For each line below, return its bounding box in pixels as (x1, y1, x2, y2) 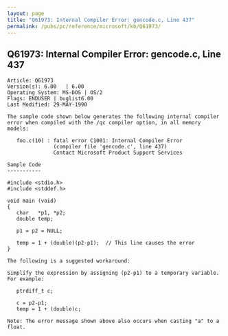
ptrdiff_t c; (16, 288, 54, 295)
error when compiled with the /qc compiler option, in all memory (7, 120, 201, 126)
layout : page (7, 10, 45, 17)
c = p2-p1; (16, 300, 48, 306)
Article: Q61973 (7, 77, 54, 85)
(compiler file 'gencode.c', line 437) (53, 144, 168, 150)
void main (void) (7, 197, 57, 205)
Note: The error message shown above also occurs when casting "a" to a (7, 317, 220, 325)
